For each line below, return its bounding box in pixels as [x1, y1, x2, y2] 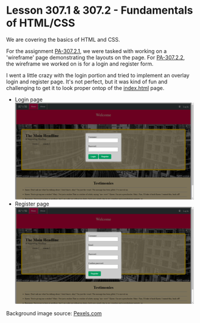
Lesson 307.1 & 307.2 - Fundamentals [6, 4, 193, 17]
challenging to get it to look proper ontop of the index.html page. [6, 84, 165, 91]
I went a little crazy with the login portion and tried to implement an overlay [6, 72, 190, 79]
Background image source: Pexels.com [6, 309, 102, 316]
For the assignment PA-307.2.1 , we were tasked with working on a [6, 47, 167, 54]
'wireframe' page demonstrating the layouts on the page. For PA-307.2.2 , [6, 54, 185, 61]
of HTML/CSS [6, 16, 76, 30]
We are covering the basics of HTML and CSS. [6, 36, 120, 43]
